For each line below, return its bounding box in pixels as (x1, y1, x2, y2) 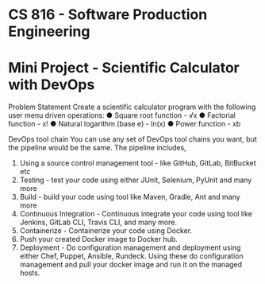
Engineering (8, 22, 90, 41)
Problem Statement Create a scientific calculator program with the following (8, 102, 256, 112)
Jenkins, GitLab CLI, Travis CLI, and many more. (19, 217, 177, 228)
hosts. (19, 268, 40, 278)
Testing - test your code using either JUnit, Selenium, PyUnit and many (19, 175, 252, 185)
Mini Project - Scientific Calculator (8, 59, 240, 77)
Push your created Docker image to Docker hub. (19, 235, 179, 244)
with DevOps (8, 76, 95, 94)
